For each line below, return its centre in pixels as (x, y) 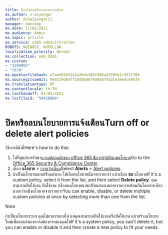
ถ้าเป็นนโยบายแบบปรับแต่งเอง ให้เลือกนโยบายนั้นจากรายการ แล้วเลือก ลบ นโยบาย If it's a (86, 174)
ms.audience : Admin (25, 33)
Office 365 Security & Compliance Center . (55, 163)
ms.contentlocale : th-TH (31, 89)
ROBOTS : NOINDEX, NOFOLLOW (33, 47)
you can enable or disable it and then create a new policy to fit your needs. (82, 227)
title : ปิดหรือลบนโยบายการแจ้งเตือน (34, 10)
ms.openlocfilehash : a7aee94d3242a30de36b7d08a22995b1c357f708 (72, 75)
